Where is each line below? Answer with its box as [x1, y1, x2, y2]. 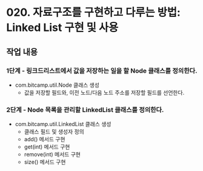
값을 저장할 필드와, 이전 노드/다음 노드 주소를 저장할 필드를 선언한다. [24, 89, 185, 96]
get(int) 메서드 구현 [24, 143, 70, 150]
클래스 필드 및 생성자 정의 [24, 128, 85, 135]
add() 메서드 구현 [24, 136, 65, 143]
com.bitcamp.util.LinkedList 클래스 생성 [15, 121, 111, 128]
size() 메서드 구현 [24, 158, 66, 166]
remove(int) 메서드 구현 [24, 151, 81, 158]
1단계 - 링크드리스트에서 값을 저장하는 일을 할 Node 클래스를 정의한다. [6, 66, 198, 75]
